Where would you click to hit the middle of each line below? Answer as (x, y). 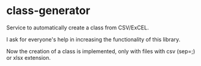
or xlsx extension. (28, 57)
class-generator (48, 11)
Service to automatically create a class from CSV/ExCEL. (78, 28)
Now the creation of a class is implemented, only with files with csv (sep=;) (101, 51)
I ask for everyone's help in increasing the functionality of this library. (93, 39)
